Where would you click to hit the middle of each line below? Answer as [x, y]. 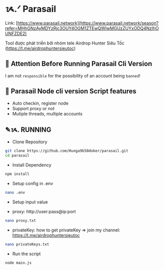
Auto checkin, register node [40, 103]
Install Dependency [32, 165]
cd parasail [17, 155]
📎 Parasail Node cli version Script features [71, 91]
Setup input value [30, 202]
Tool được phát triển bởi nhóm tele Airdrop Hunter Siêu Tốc [65, 43]
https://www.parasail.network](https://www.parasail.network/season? [88, 23]
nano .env [15, 193]
